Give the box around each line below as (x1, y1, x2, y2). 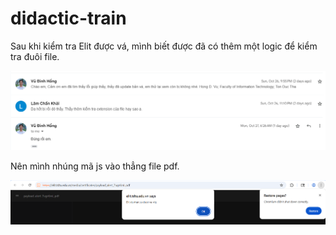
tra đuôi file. (10, 50, 60, 62)
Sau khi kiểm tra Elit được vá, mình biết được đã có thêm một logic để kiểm (10, 40, 318, 52)
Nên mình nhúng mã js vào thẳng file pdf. (10, 160, 180, 172)
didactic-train (10, 7, 127, 30)
